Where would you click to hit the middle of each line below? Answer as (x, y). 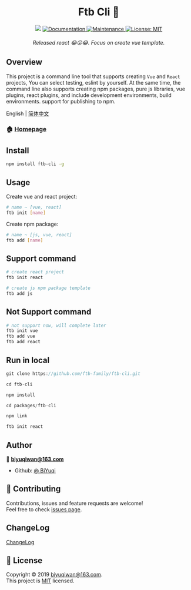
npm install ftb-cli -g (35, 164)
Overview (24, 62)
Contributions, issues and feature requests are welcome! (75, 503)
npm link (17, 416)
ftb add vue (21, 336)
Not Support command (49, 312)
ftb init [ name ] (26, 213)
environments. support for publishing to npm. (61, 101)
